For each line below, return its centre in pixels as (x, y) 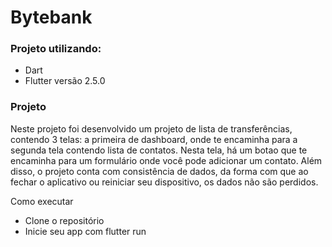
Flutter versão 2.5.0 (65, 81)
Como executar (42, 201)
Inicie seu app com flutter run (85, 231)
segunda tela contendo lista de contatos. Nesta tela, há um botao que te (159, 150)
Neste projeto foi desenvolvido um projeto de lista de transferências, (151, 128)
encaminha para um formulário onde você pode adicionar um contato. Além (166, 160)
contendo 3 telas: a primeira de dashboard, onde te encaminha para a (154, 139)
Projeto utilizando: (56, 49)
